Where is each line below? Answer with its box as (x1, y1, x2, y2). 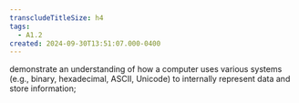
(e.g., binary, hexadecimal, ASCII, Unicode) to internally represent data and (9, 74, 291, 85)
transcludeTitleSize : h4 (9, 13, 104, 23)
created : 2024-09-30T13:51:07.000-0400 (9, 38, 161, 48)
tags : (9, 22, 30, 31)
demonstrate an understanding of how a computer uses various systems (9, 64, 283, 75)
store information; (9, 83, 77, 94)
